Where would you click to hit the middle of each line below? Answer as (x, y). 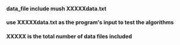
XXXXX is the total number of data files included (69, 36)
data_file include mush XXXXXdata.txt (56, 9)
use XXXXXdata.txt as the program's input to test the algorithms (90, 22)
